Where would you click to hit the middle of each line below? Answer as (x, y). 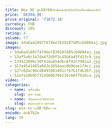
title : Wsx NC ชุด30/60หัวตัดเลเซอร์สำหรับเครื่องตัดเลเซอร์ (53, 10)
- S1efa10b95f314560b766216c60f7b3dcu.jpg (55, 76)
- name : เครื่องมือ (25, 89)
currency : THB (20, 24)
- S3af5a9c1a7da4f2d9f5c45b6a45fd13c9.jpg (55, 57)
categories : (18, 85)
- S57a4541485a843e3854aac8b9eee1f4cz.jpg (55, 66)
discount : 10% (20, 29)
